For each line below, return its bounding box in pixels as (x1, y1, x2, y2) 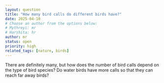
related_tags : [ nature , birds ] (5, 48, 69, 53)
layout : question (5, 7, 41, 12)
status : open (5, 39, 32, 44)
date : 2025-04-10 (5, 16, 41, 21)
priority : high (5, 44, 36, 49)
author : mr (5, 35, 27, 40)
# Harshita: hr (5, 30, 36, 35)
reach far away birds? (5, 72, 49, 78)
